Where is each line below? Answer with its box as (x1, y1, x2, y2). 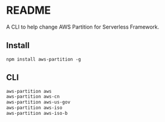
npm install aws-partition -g (6, 56, 82, 62)
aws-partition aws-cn (6, 93, 60, 100)
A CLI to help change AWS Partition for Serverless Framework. (6, 23, 160, 30)
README (6, 4, 51, 17)
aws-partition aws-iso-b (6, 111, 68, 117)
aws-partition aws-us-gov (6, 99, 70, 105)
